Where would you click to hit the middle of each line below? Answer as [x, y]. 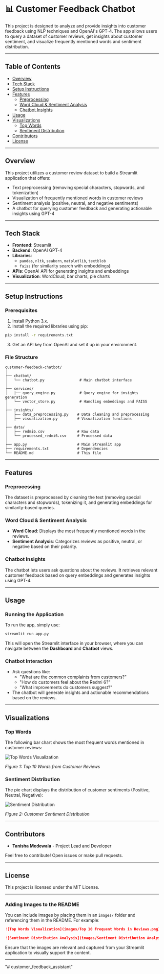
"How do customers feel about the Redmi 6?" [65, 682]
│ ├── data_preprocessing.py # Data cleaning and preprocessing [77, 415]
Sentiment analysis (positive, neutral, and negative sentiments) [75, 203]
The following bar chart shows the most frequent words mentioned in [75, 742]
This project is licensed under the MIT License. [52, 887]
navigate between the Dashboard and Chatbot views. [59, 648]
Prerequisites [21, 310]
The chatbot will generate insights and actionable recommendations [80, 692]
